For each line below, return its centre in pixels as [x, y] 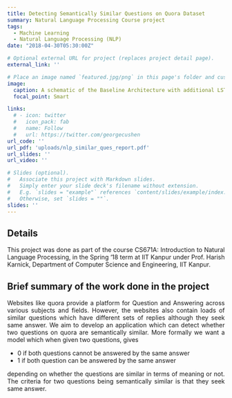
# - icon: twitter [40, 116]
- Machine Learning [41, 33]
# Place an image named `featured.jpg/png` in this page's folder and [111, 77]
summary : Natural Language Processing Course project [86, 20]
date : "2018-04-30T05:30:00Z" [51, 46]
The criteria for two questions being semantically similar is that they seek [116, 381]
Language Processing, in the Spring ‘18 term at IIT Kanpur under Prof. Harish [116, 257]
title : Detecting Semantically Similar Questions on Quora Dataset [106, 13]
